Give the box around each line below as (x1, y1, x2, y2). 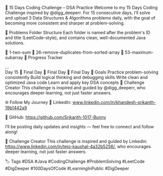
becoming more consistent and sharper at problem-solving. (5, 20, 125, 26)
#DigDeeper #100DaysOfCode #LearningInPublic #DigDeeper (5, 166, 129, 171)
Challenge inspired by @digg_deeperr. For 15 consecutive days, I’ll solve (5, 10, 150, 16)
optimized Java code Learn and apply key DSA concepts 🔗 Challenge (5, 79, 145, 85)
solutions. (5, 40, 25, 46)
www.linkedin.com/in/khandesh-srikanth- (72, 99, 156, 105)
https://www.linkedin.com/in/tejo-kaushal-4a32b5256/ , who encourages (5, 144, 151, 149)
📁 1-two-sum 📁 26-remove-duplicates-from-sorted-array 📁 (5, 49, 124, 55)
